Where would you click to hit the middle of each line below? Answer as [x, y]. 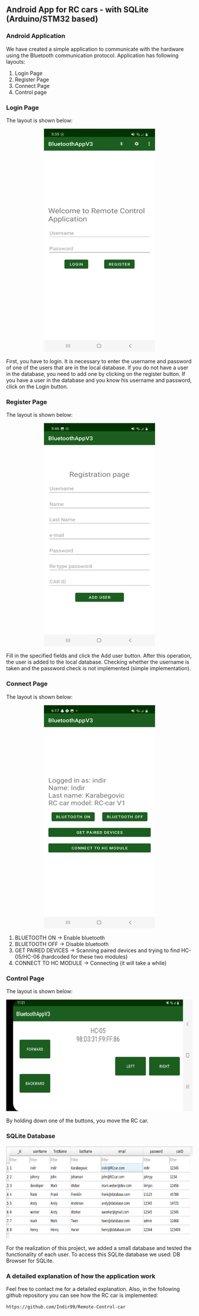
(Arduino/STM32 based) [52, 19]
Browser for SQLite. [30, 1261]
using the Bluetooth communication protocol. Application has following [92, 55]
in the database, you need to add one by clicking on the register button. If [96, 373]
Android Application [36, 36]
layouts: [16, 61]
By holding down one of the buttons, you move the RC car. [78, 1120]
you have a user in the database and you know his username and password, [99, 380]
